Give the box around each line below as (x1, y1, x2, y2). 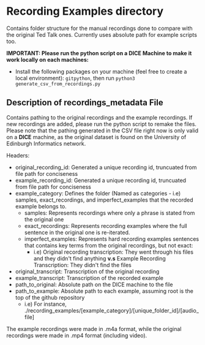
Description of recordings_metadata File (6, 97, 163, 108)
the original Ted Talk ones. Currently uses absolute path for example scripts (6, 31, 198, 38)
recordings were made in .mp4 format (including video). (6, 332, 147, 339)
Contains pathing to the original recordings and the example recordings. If (6, 113, 193, 121)
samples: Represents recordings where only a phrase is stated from (24, 209, 195, 216)
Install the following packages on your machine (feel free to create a (15, 67, 187, 75)
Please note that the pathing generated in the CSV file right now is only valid (6, 127, 199, 134)
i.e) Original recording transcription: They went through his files (33, 248, 194, 256)
